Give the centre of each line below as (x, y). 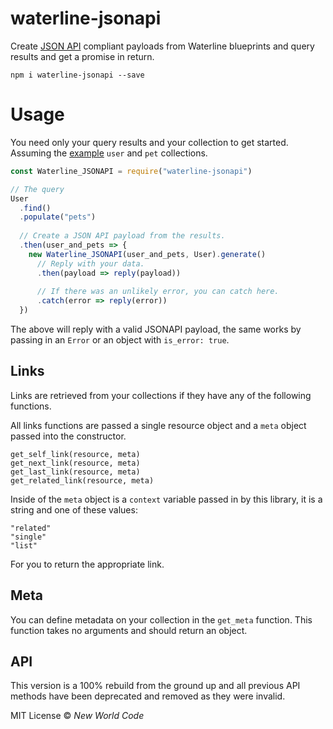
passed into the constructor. (68, 436)
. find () (35, 208)
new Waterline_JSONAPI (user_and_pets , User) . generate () (147, 254)
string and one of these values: (74, 509)
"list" (24, 545)
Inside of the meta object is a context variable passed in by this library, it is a (166, 499)
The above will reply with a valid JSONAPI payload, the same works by (156, 329)
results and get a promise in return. (82, 56)
